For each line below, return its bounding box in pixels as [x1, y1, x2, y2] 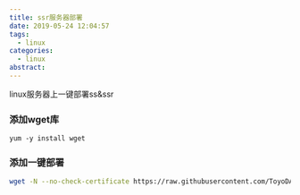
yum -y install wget [9, 134, 87, 143]
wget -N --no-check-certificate [9, 177, 129, 186]
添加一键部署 [9, 157, 65, 169]
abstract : [9, 64, 46, 72]
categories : [9, 47, 54, 55]
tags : [9, 30, 29, 38]
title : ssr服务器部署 [9, 13, 83, 22]
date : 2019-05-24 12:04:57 [9, 21, 110, 30]
